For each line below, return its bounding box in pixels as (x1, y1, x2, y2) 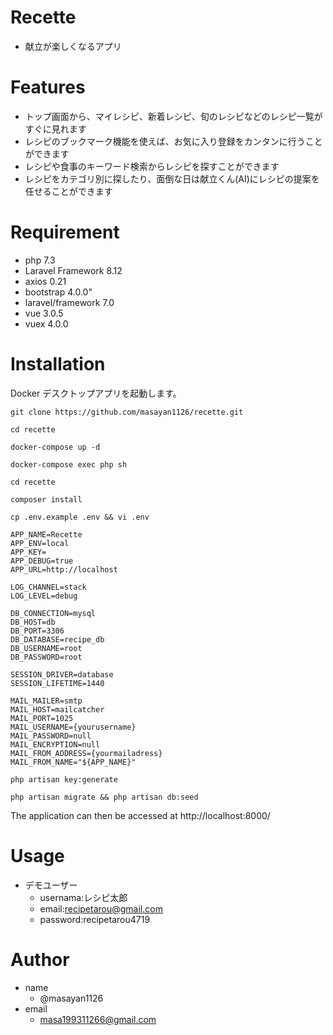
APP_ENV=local (10, 538, 70, 548)
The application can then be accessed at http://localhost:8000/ (10, 809, 271, 821)
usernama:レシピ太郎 (39, 891, 128, 903)
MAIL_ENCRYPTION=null (10, 739, 101, 750)
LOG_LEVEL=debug (10, 591, 78, 601)
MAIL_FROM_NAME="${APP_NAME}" (10, 757, 137, 767)
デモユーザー (24, 879, 78, 891)
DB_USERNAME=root (10, 643, 83, 653)
